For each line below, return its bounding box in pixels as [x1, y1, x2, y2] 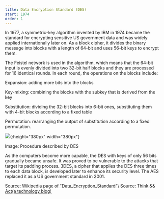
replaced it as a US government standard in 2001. [5, 174, 106, 179]
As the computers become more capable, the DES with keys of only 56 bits [5, 153, 157, 159]
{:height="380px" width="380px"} [10, 134, 80, 140]
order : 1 [5, 16, 23, 21]
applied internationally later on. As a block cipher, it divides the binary [5, 40, 146, 46]
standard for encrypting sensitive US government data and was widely [5, 35, 148, 41]
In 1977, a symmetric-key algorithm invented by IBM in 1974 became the [5, 30, 150, 36]
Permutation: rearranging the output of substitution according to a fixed [5, 118, 150, 125]
